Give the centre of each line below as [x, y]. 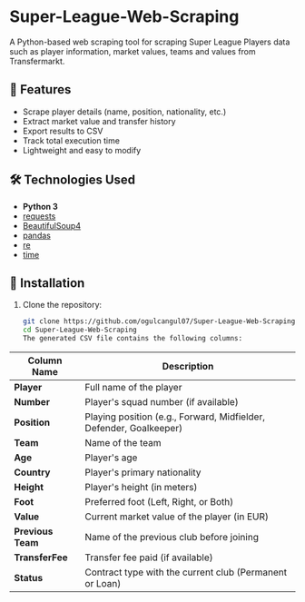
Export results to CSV [63, 131]
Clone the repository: [62, 305]
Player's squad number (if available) [162, 402]
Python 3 [40, 206]
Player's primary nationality [143, 472]
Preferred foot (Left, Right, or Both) [159, 502]
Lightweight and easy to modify [82, 150]
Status [29, 578]
